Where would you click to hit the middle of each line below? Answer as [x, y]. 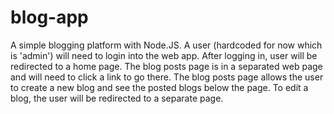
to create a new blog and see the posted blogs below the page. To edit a [159, 87]
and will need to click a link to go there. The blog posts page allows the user [167, 77]
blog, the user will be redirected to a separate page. [117, 98]
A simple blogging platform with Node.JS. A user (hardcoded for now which [166, 45]
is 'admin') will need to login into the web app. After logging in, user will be [164, 55]
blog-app [49, 17]
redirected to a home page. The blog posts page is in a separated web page [166, 66]
